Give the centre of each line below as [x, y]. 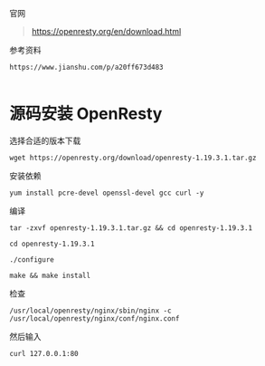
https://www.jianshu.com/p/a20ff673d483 [87, 67]
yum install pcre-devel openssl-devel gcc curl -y [107, 193]
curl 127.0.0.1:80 [44, 353]
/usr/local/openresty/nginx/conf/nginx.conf [95, 318]
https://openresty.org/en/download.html [106, 31]
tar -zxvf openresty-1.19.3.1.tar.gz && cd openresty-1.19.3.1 [131, 228]
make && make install [50, 275]
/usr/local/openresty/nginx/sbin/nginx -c [90, 311]
